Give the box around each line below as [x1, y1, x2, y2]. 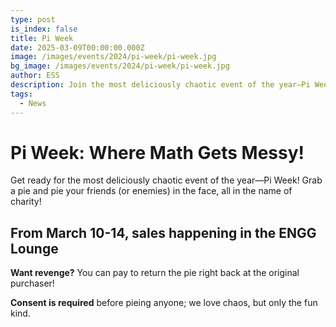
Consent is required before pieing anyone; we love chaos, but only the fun [10, 297, 318, 309]
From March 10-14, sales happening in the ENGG [10, 224, 317, 241]
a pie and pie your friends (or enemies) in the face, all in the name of [10, 185, 293, 197]
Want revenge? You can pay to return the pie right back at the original [10, 267, 300, 279]
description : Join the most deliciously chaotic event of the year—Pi [10, 80, 311, 90]
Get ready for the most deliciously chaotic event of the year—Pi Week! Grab [10, 174, 323, 186]
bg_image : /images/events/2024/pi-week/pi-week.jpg [10, 61, 230, 71]
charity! [10, 196, 42, 208]
